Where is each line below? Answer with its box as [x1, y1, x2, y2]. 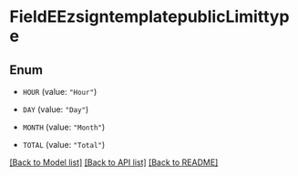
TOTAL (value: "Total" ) [22, 140, 106, 150]
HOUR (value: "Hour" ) [22, 87, 98, 97]
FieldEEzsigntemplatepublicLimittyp [9, 6, 290, 27]
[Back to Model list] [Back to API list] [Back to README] [9, 157, 219, 168]
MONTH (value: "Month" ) [22, 121, 106, 132]
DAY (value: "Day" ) [22, 104, 89, 115]
